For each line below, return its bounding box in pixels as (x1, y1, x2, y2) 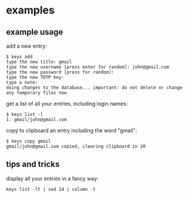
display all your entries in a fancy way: (6, 174, 99, 182)
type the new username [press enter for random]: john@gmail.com (6, 64, 169, 70)
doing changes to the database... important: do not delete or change (6, 85, 183, 90)
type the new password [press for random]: (6, 69, 115, 75)
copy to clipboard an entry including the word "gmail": (6, 127, 137, 134)
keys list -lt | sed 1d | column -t (6, 186, 96, 192)
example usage (6, 27, 63, 37)
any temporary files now (6, 90, 67, 96)
